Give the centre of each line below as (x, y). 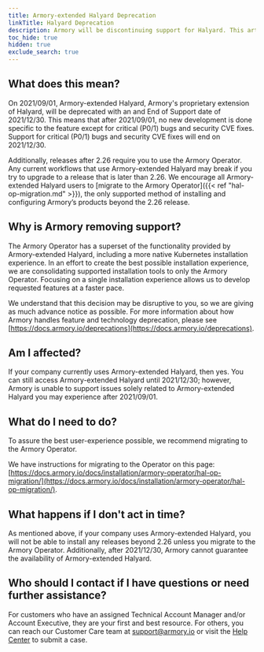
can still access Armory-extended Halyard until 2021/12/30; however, (120, 380)
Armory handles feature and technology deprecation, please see (113, 319)
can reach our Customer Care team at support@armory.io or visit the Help (128, 631)
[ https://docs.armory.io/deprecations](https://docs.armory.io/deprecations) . (131, 328)
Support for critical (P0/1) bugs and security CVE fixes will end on (114, 136)
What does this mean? (64, 84)
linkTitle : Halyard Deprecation (61, 23)
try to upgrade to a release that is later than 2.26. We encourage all (117, 177)
